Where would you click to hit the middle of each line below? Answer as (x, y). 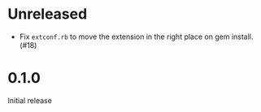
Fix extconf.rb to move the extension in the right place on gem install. (136, 37)
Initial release (30, 100)
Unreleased (48, 14)
